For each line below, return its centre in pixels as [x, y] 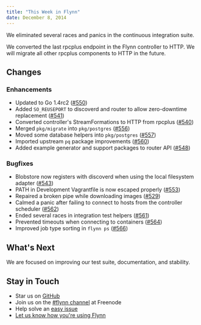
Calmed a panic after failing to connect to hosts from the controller [99, 203]
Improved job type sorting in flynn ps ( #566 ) [72, 228]
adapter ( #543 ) [34, 183]
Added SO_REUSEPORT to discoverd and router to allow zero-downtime [101, 109]
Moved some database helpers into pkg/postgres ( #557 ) [86, 135]
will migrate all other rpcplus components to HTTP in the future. [86, 53]
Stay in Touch [33, 281]
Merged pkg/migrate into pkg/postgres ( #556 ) [72, 129]
